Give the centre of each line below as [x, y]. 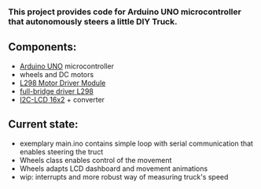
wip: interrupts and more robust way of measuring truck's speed [124, 176]
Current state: [43, 124]
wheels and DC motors [57, 74]
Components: [42, 47]
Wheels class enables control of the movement [96, 160]
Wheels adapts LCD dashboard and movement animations [114, 169]
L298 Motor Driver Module [62, 83]
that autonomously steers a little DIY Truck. [93, 21]
